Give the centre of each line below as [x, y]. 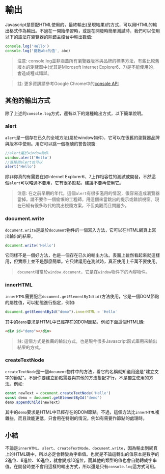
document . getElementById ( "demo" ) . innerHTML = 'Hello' [61, 312]
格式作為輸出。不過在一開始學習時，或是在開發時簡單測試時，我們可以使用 [84, 30]
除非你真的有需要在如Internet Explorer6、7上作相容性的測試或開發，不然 [78, 177]
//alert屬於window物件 [27, 153]
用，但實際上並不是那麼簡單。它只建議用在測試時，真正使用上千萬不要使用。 [82, 261]
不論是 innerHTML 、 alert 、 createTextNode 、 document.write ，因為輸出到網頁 [82, 448]
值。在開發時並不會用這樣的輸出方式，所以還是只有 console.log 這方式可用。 [82, 467]
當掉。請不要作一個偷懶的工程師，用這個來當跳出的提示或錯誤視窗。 [86, 199]
